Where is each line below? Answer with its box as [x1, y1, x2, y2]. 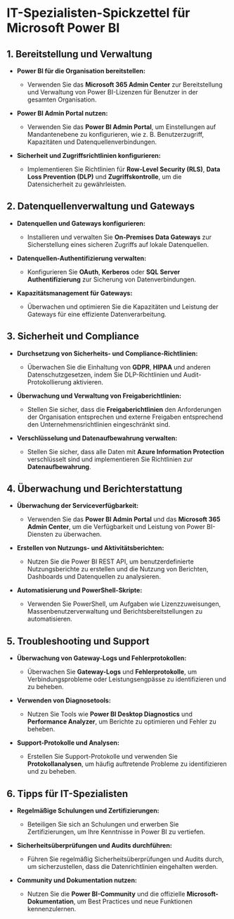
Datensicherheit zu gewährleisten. [27, 180, 127, 188]
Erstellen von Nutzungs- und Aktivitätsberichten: [16, 544, 164, 552]
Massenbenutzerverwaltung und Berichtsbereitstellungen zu [27, 607, 203, 616]
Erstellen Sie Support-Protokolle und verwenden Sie [27, 753, 178, 761]
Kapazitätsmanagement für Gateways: [16, 288, 133, 297]
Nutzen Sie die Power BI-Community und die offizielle [27, 890, 186, 899]
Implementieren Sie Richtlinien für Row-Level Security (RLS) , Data [27, 165, 221, 174]
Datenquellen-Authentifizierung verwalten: [16, 254, 147, 262]
